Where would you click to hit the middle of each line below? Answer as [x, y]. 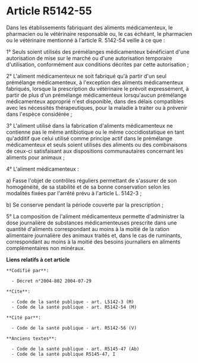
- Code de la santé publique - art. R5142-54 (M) [74, 307]
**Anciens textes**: [32, 339]
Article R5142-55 [49, 11]
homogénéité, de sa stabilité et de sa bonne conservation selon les [88, 187]
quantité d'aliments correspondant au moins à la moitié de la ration [88, 229]
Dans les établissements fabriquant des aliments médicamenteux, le [89, 27]
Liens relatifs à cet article [38, 259]
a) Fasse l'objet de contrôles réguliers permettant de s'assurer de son [92, 180]
